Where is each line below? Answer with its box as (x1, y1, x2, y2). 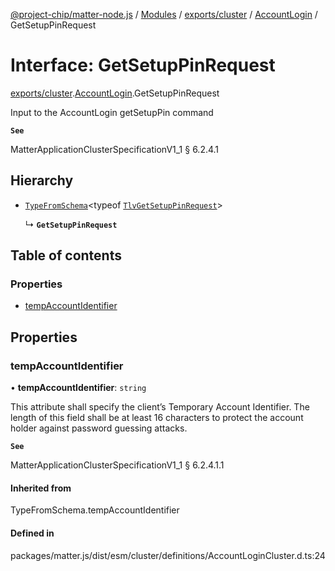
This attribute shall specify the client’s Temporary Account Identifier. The (10, 401, 310, 413)
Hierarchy (10, 172, 74, 189)
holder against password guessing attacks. (10, 422, 188, 434)
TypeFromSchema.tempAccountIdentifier (10, 504, 180, 516)
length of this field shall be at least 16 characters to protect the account (10, 412, 304, 424)
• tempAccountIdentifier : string (10, 382, 147, 394)
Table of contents (10, 247, 122, 264)
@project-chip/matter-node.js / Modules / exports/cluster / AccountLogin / (10, 9, 318, 20)
